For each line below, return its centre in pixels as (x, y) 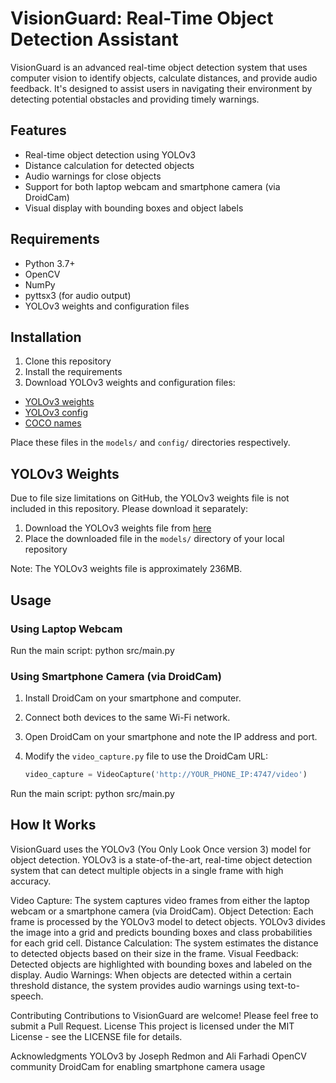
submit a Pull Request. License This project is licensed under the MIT (152, 1026)
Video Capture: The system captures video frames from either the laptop (160, 900)
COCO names (53, 423)
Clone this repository (68, 361)
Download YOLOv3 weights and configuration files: (130, 383)
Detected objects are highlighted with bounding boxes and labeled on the (161, 964)
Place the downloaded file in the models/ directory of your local (154, 539)
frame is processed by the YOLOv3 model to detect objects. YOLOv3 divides (168, 921)
